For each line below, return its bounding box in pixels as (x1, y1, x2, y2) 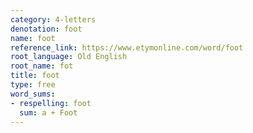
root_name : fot (10, 61, 74, 71)
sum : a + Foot (19, 107, 78, 118)
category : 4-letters (10, 14, 97, 25)
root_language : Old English (10, 52, 128, 62)
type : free (10, 80, 56, 90)
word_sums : (10, 89, 56, 99)
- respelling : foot (10, 98, 92, 108)
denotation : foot (10, 24, 83, 34)
